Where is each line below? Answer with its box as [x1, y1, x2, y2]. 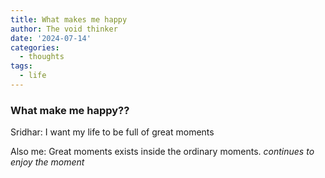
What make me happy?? [10, 103, 130, 117]
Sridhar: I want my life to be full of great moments [10, 126, 215, 138]
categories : [10, 42, 60, 53]
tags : [10, 61, 33, 71]
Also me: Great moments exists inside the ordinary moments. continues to [10, 146, 315, 158]
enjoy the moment [10, 156, 85, 168]
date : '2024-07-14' [10, 33, 92, 43]
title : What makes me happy [10, 14, 128, 25]
